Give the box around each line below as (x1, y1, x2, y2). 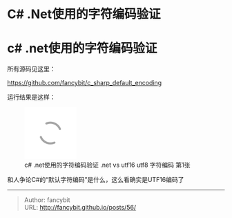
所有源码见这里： (7, 65, 56, 73)
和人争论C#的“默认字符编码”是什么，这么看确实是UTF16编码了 (7, 176, 184, 184)
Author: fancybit (23, 196, 70, 204)
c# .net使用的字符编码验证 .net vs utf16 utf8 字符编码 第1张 (24, 161, 191, 170)
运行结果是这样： (7, 93, 56, 101)
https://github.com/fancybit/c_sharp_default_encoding (7, 79, 162, 87)
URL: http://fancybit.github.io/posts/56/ (23, 203, 137, 212)
